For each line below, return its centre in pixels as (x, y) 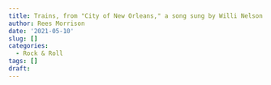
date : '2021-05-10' (41, 31)
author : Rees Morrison (47, 23)
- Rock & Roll (39, 53)
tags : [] (23, 62)
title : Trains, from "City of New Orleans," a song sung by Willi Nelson (136, 16)
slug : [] (23, 38)
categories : (28, 46)
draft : (19, 69)
